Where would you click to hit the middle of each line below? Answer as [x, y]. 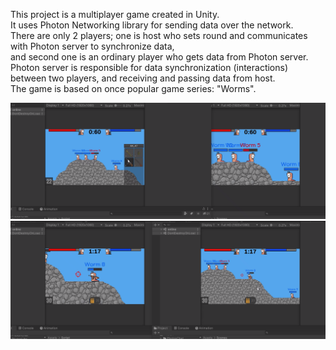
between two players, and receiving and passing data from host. [143, 78]
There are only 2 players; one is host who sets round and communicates [159, 35]
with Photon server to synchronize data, [92, 46]
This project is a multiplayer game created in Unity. [115, 14]
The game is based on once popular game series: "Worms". [133, 88]
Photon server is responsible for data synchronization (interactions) [149, 67]
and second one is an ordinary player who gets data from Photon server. [159, 57]
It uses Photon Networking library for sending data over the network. [152, 25]
